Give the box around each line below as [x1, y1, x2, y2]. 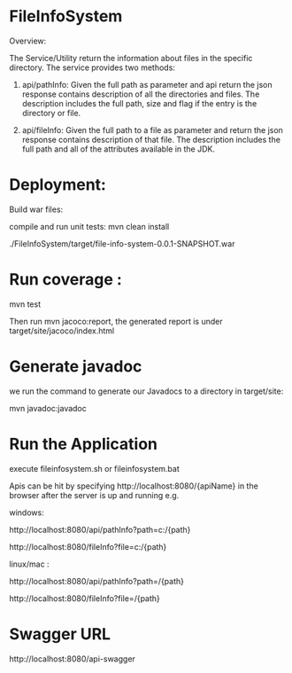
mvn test [9, 299, 42, 309]
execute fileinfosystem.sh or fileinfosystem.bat [9, 463, 180, 473]
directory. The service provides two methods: [9, 62, 175, 73]
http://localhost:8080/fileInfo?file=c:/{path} [9, 541, 167, 552]
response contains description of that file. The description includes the [21, 134, 281, 145]
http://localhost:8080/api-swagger [9, 653, 135, 664]
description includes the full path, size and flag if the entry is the [21, 98, 257, 108]
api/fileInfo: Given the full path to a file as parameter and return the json [21, 124, 283, 135]
